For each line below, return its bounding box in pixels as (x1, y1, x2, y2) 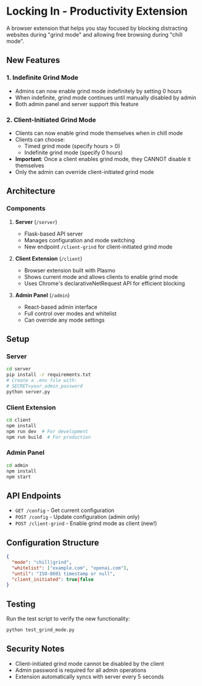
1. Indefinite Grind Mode (6, 73, 79, 82)
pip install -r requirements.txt (6, 372, 91, 378)
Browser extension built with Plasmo (24, 267, 116, 274)
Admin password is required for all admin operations (15, 666, 147, 674)
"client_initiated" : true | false (12, 576, 94, 582)
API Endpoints (6, 490, 61, 501)
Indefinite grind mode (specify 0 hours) (24, 148, 123, 156)
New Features (6, 55, 60, 65)
